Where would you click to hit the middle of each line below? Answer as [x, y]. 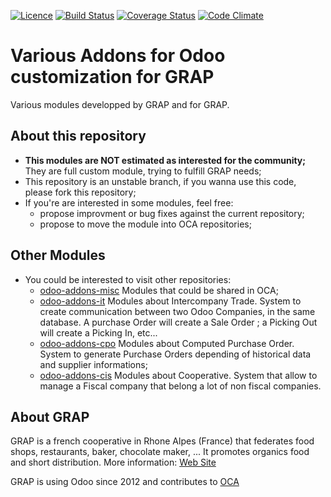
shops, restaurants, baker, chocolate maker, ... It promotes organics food [160, 452]
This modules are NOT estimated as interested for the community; [165, 160]
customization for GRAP [112, 77]
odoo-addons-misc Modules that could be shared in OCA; [159, 290]
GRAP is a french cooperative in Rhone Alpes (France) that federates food [162, 441]
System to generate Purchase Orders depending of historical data [175, 354]
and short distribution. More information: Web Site [113, 462]
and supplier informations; [93, 364]
